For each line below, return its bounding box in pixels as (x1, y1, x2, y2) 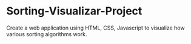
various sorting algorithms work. (6, 30, 87, 37)
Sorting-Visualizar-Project (6, 4, 142, 18)
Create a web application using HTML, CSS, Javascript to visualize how (6, 24, 185, 31)
